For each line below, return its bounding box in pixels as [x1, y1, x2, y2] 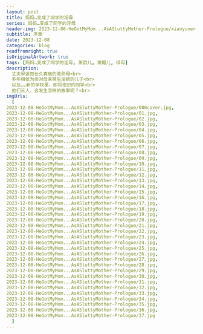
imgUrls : [6, 93, 28, 99]
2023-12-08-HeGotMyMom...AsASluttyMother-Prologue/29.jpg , [6, 267, 158, 274]
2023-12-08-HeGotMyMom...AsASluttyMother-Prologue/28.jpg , [6, 262, 158, 268]
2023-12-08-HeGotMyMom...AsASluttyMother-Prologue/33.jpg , [6, 290, 158, 296]
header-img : [6, 25, 36, 32]
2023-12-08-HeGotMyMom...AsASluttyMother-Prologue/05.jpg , [6, 133, 158, 139]
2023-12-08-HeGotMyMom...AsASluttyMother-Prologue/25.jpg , [6, 245, 158, 251]
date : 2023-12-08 [6, 37, 50, 43]
